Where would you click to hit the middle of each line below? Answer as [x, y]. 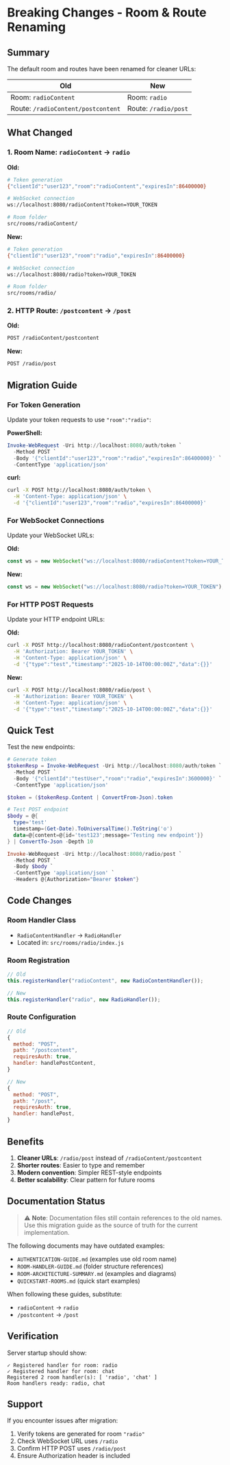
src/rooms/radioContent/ [42, 224]
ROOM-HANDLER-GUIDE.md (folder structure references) [90, 1266]
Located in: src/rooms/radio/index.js [71, 942]
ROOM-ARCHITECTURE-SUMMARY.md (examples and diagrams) [97, 1273]
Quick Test [30, 730]
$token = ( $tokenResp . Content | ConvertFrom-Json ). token [90, 797]
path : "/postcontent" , [46, 1050]
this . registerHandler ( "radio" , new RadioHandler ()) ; [84, 999]
